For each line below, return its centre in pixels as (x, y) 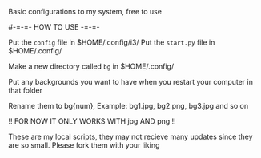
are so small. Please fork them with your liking (84, 145)
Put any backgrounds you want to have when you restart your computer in (131, 82)
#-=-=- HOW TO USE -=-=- (54, 27)
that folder (25, 90)
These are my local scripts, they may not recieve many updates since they (131, 136)
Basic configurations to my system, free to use (85, 12)
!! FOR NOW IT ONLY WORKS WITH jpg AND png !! (92, 121)
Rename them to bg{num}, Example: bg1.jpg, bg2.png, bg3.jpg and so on (128, 106)
